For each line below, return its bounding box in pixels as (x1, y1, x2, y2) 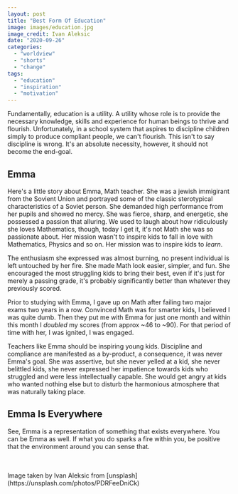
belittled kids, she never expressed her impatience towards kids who (7, 364, 208, 373)
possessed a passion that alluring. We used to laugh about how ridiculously (7, 217, 229, 225)
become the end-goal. (7, 148, 73, 156)
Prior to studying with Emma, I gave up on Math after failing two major (7, 297, 212, 307)
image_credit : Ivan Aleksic (7, 30, 91, 38)
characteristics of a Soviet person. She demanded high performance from (7, 202, 224, 210)
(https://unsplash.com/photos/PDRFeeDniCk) (7, 478, 140, 487)
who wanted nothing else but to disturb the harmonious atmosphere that (7, 379, 220, 388)
